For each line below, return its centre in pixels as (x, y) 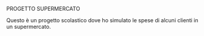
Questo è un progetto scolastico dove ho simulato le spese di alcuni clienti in (102, 20)
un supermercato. (29, 27)
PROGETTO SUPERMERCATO (43, 9)
